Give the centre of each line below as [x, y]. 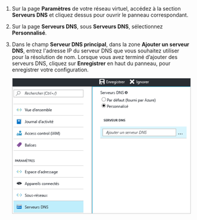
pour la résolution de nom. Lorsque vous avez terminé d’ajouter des [95, 57]
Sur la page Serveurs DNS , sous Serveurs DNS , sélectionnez [87, 27]
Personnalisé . [29, 33]
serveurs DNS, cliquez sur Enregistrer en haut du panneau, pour [91, 63]
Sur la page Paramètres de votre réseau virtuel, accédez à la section [96, 9]
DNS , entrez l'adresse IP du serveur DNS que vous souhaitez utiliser [96, 51]
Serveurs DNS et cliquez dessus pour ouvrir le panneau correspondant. [100, 15]
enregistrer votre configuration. [50, 70]
